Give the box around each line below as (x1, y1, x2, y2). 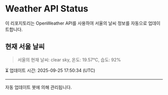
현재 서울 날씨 (5, 42, 45, 51)
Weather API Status (5, 3, 88, 14)
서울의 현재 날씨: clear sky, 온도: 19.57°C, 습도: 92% (17, 56, 121, 62)
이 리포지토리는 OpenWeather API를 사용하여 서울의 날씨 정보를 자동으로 (5, 20, 147, 26)
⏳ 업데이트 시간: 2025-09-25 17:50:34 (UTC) (5, 67, 95, 73)
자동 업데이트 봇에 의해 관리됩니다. (5, 84, 72, 90)
